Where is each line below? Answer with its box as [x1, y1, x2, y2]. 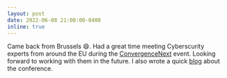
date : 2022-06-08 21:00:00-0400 [7, 17, 101, 24]
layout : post [7, 10, 45, 17]
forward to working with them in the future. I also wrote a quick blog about [7, 57, 221, 65]
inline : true [7, 23, 45, 30]
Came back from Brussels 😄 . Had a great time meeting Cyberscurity [7, 42, 205, 51]
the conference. [7, 64, 54, 73]
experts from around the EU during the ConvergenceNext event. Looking [7, 49, 216, 58]
